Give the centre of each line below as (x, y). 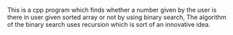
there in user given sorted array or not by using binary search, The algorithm (117, 17)
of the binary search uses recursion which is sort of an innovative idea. (109, 24)
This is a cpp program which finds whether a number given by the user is (112, 10)
